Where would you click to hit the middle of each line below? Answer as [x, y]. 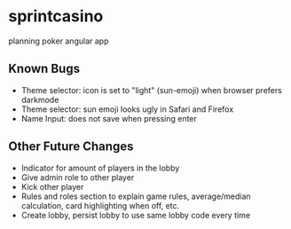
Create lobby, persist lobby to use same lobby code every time [135, 215]
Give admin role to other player [78, 177]
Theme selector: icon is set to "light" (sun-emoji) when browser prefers [152, 90]
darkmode [40, 99]
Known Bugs [44, 69]
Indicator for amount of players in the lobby [100, 168]
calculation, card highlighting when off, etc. [100, 205]
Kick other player [52, 186]
